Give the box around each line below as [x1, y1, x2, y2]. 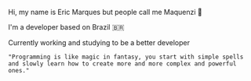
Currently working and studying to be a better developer [8, 38, 191, 47]
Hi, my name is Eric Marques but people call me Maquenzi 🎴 [8, 8, 202, 16]
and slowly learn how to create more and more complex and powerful [8, 60, 237, 68]
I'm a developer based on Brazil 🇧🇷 [8, 23, 125, 31]
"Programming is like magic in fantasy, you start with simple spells [8, 53, 244, 61]
